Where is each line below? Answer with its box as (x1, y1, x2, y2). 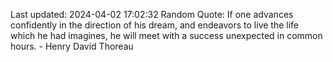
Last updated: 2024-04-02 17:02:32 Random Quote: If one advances (10, 9, 294, 20)
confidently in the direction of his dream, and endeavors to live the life (10, 19, 300, 31)
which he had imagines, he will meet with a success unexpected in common (10, 30, 323, 41)
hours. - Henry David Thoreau (10, 40, 134, 52)
